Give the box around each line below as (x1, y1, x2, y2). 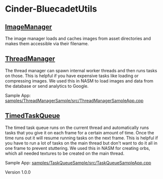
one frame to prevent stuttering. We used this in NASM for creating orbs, (5, 145, 150, 151)
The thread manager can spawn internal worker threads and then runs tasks (5, 67, 158, 73)
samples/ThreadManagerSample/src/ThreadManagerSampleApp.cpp (5, 98, 144, 103)
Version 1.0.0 (5, 169, 31, 175)
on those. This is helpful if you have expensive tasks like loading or (5, 73, 139, 79)
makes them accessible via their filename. (5, 41, 89, 47)
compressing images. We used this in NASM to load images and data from (5, 78, 154, 83)
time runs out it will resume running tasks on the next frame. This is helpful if (5, 135, 158, 141)
